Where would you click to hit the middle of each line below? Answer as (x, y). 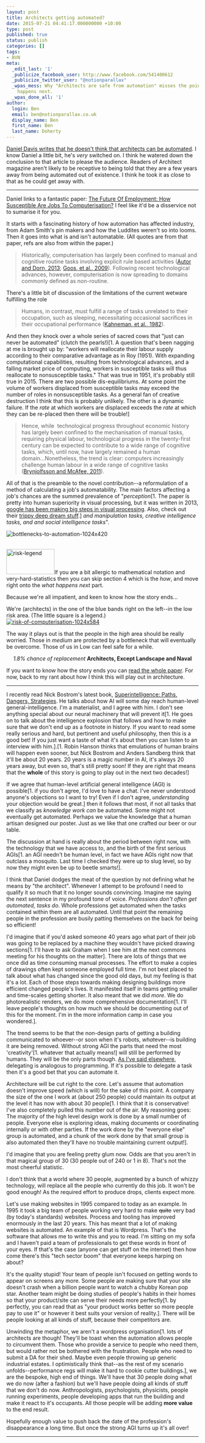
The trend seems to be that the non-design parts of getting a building (94, 1033)
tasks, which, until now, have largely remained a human (91, 452)
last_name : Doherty (37, 131)
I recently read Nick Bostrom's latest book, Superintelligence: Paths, (92, 694)
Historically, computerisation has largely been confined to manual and (109, 255)
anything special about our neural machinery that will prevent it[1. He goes (100, 714)
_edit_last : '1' (32, 69)
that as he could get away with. (46, 181)
